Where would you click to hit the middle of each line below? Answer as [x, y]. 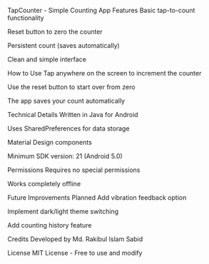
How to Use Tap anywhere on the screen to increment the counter [104, 73]
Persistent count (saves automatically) [63, 45]
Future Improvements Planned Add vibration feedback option [97, 198]
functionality [26, 18]
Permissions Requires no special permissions [74, 170]
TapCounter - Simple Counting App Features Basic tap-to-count [101, 10]
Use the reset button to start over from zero [71, 87]
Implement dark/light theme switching [63, 211]
